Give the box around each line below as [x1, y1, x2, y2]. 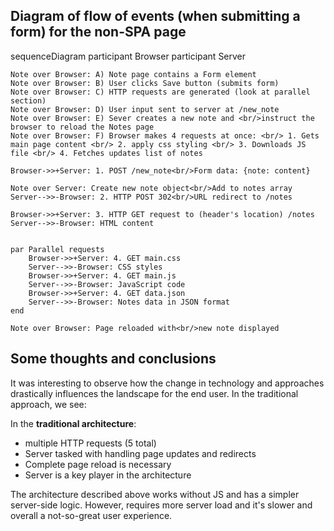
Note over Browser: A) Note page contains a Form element [10, 69, 257, 79]
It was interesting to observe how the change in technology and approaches [10, 377, 325, 389]
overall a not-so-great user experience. [10, 509, 173, 521]
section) [10, 95, 47, 106]
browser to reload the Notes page [10, 122, 155, 132]
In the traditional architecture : [10, 417, 137, 429]
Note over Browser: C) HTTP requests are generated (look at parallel [10, 87, 311, 97]
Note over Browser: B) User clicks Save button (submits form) [10, 78, 280, 88]
